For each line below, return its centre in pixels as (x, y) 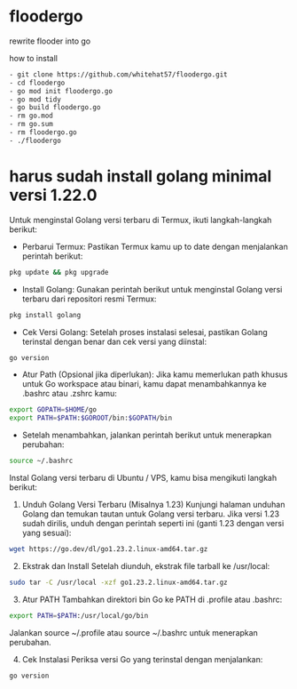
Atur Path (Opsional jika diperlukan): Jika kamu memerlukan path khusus (155, 374)
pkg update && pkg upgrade (59, 272)
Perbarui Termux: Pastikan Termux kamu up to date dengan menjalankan (155, 246)
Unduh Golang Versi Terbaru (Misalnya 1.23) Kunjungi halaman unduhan (153, 505)
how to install (33, 58)
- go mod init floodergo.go (61, 91)
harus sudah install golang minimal (141, 176)
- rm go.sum (31, 124)
